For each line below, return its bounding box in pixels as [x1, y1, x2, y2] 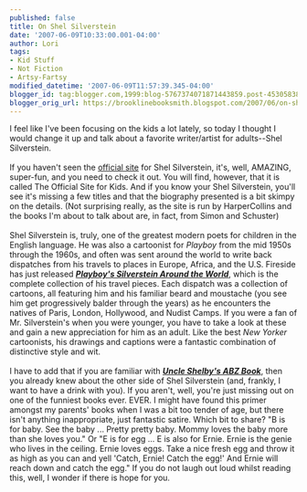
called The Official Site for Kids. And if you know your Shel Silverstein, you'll [9, 182, 296, 193]
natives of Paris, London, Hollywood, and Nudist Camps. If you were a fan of [9, 308, 298, 319]
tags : [9, 47, 30, 57]
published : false [9, 13, 76, 23]
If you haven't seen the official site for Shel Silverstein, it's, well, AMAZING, [9, 162, 291, 173]
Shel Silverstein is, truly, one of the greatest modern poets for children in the [9, 230, 297, 241]
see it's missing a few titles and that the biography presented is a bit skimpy [9, 191, 295, 202]
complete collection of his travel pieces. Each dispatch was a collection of [9, 278, 288, 289]
